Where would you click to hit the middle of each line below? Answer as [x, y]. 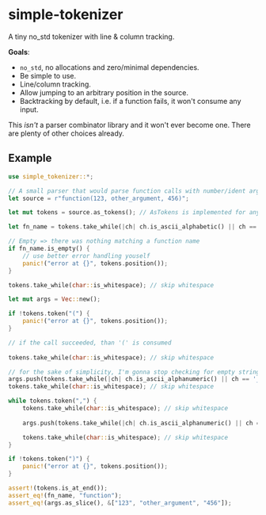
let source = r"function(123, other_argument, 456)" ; [99, 198]
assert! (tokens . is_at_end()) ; [58, 488]
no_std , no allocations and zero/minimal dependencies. [109, 67]
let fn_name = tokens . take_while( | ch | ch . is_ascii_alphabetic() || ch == [133, 227]
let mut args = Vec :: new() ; [55, 299]
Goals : [19, 52]
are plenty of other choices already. [66, 133]
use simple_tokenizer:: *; [51, 176]
